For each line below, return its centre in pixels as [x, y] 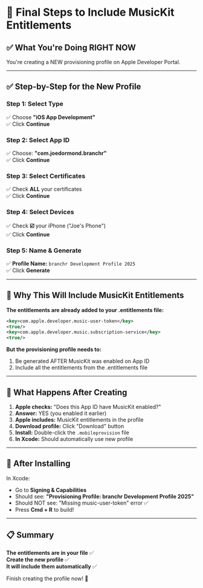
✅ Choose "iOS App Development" [51, 117]
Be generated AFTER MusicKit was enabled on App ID [82, 361]
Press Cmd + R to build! [44, 509]
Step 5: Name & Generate [44, 250]
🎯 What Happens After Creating [67, 392]
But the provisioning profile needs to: [54, 350]
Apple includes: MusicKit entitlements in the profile [79, 420]
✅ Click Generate [28, 270]
